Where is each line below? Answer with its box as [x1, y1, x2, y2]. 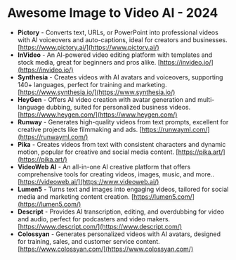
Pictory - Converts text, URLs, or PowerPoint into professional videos [17, 28, 219, 37]
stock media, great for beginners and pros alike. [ [17, 58, 160, 66]
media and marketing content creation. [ [17, 192, 134, 201]
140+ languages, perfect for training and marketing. [17, 80, 167, 89]
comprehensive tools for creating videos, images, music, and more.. [17, 170, 214, 178]
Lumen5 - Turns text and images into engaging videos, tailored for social [17, 185, 229, 193]
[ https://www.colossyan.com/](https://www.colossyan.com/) [17, 245, 194, 253]
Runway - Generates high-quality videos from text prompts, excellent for [17, 117, 229, 126]
